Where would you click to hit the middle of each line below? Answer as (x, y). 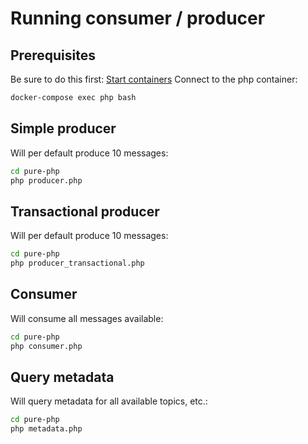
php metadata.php (46, 429)
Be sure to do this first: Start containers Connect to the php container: (154, 79)
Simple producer (63, 128)
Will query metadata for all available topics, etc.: (109, 401)
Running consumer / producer (138, 18)
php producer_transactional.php (77, 263)
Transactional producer (85, 211)
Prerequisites (53, 55)
